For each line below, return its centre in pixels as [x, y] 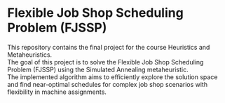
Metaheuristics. [30, 55]
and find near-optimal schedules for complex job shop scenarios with [108, 84]
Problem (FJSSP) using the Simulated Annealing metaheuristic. [98, 69]
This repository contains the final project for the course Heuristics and [109, 47]
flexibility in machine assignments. [57, 92]
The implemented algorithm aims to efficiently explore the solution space [112, 77]
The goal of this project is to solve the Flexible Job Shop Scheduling [105, 62]
